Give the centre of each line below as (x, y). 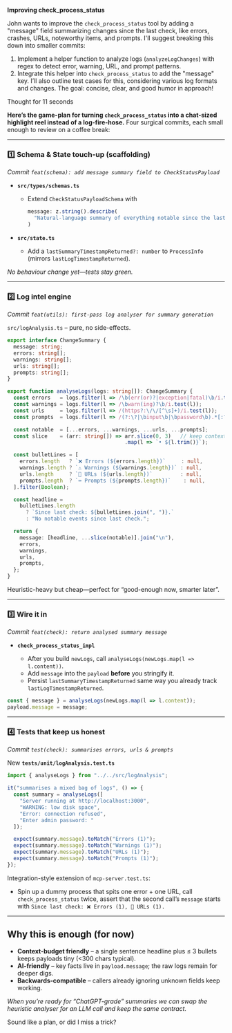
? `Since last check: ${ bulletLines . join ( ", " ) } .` (100, 512)
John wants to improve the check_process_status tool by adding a (100, 23)
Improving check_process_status (56, 10)
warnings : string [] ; (43, 360)
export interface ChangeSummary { (57, 341)
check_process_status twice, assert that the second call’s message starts (119, 899)
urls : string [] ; (37, 366)
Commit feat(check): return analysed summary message (87, 632)
